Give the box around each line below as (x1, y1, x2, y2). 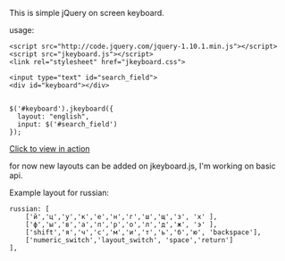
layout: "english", (17, 112, 90, 121)
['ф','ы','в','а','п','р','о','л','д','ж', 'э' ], (25, 220, 218, 229)
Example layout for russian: (9, 187, 110, 198)
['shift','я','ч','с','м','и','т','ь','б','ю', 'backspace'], (25, 228, 262, 237)
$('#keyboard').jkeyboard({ (9, 104, 114, 113)
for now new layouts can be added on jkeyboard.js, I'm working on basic (9, 160, 277, 171)
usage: (9, 25, 35, 35)
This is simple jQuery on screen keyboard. (9, 8, 165, 18)
